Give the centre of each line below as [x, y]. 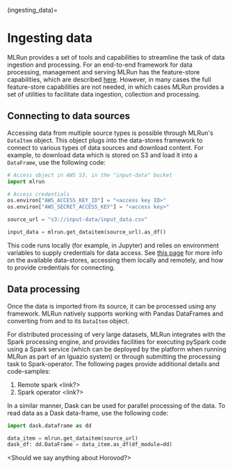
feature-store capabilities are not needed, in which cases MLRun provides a [116, 87]
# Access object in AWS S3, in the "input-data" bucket [90, 175]
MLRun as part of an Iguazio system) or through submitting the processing [114, 356]
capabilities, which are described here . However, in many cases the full [109, 79]
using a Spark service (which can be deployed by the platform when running [117, 349]
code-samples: [29, 371]
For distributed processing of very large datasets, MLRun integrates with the [116, 334]
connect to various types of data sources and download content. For [105, 147]
